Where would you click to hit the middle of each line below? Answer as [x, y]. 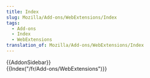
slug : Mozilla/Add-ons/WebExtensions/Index [62, 17]
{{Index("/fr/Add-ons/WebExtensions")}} [57, 68]
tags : [13, 23]
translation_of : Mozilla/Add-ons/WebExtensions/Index [75, 46]
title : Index [23, 12]
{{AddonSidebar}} [29, 62]
